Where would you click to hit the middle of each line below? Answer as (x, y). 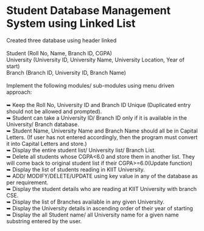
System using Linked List (71, 23)
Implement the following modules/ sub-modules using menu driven (90, 85)
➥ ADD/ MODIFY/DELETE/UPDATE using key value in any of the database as (102, 176)
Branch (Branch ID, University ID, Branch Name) (66, 72)
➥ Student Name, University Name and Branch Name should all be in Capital (102, 131)
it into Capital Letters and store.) (47, 143)
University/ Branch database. (43, 124)
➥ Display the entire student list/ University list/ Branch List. (81, 150)
